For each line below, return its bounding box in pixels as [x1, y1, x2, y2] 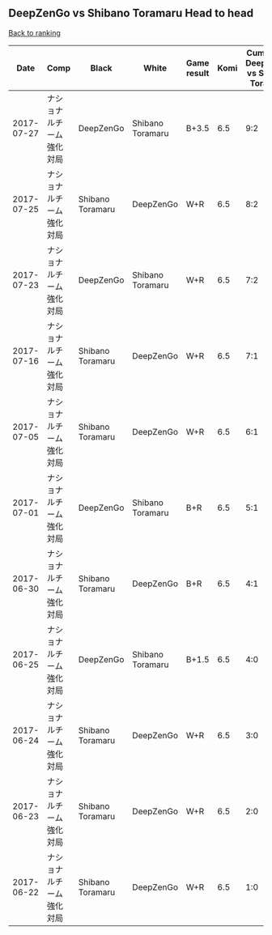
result [185, 67, 210, 79]
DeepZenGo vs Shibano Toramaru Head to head [8, 6, 253, 20]
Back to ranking [8, 28, 61, 37]
